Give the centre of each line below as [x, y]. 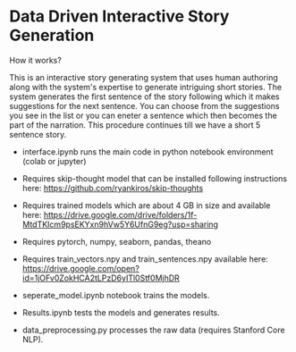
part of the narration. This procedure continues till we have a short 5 [135, 125]
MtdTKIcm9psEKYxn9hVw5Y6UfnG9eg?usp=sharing [120, 224]
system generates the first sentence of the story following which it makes [144, 96]
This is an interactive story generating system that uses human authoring [144, 77]
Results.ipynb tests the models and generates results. [121, 312]
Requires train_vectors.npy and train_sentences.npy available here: [145, 259]
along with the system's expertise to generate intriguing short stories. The [146, 87]
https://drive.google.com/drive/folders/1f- [120, 214]
